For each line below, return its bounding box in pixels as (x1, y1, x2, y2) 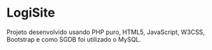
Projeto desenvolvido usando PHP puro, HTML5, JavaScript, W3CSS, (6, 28, 205, 36)
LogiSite (6, 5, 55, 21)
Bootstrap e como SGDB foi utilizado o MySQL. (6, 35, 142, 43)
